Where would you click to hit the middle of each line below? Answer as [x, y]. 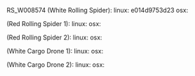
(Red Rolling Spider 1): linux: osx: [54, 24]
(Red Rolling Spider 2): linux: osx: [54, 37]
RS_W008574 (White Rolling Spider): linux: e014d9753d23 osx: [97, 10]
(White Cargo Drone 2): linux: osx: [56, 65]
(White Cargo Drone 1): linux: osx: [55, 51]
